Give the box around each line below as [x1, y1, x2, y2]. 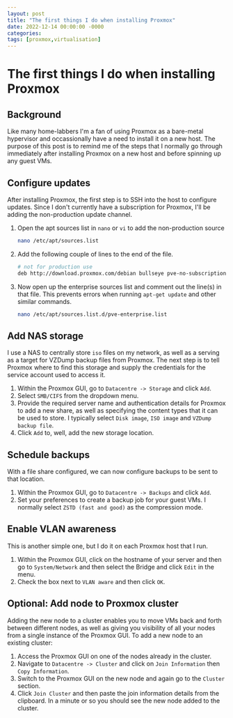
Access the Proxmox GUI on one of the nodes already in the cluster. [17, 652, 212, 660]
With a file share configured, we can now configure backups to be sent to [7, 468, 218, 476]
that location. [7, 475, 45, 483]
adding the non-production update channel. [7, 210, 133, 218]
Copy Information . [17, 666, 70, 675]
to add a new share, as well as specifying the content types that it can [17, 406, 218, 415]
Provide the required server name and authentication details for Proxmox [17, 399, 226, 408]
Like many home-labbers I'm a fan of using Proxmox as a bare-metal [7, 127, 204, 136]
